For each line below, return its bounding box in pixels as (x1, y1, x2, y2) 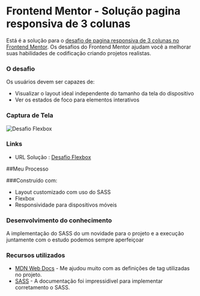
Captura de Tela (6, 111, 54, 119)
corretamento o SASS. (14, 284, 70, 291)
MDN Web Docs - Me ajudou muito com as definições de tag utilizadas (14, 265, 190, 272)
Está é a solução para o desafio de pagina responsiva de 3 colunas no (6, 37, 180, 44)
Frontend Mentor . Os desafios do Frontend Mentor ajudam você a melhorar (6, 43, 192, 50)
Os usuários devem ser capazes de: (6, 78, 95, 85)
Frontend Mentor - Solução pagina (6, 4, 181, 18)
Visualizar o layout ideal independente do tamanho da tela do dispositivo (14, 90, 195, 97)
